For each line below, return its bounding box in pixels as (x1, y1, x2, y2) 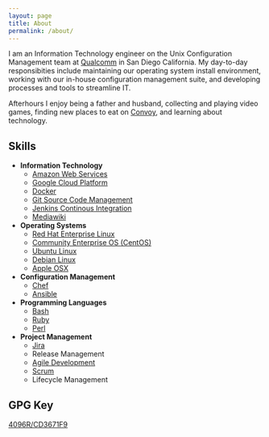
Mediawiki (31, 212, 67, 222)
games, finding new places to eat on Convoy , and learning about (8, 107, 223, 117)
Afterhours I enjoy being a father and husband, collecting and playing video (8, 98, 259, 109)
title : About (8, 19, 52, 27)
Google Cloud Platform (31, 178, 109, 188)
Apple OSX (31, 264, 68, 273)
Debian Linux (31, 255, 77, 264)
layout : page (8, 11, 52, 20)
